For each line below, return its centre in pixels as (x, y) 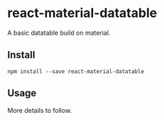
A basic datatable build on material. (59, 33)
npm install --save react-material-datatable (76, 71)
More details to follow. (40, 110)
